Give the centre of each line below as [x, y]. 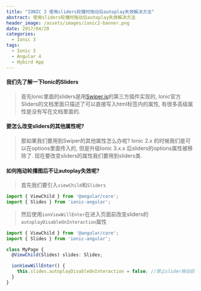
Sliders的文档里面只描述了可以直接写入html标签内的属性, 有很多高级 [104, 104]
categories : [21, 34]
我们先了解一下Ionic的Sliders [42, 82]
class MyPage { [25, 250]
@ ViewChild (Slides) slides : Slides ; [57, 255]
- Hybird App [28, 62]
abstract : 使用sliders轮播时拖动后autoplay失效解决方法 [71, 17]
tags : [13, 46]
